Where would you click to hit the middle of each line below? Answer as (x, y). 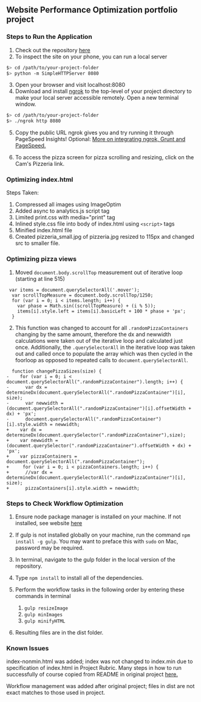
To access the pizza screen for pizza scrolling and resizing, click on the (104, 157)
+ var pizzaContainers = (42, 456)
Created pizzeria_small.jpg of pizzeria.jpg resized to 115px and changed (104, 237)
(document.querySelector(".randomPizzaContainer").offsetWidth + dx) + (99, 446)
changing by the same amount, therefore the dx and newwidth (93, 334)
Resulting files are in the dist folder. (59, 633)
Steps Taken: (23, 193)
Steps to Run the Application (49, 37)
